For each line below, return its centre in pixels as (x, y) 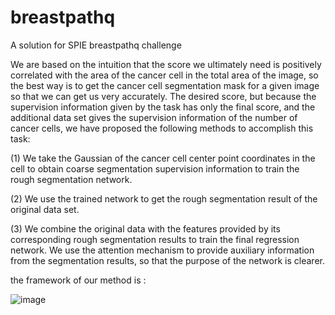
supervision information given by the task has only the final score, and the (163, 107)
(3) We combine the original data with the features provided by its (145, 228)
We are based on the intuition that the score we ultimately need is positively (166, 64)
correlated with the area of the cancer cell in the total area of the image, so (164, 75)
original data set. (45, 209)
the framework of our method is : (78, 280)
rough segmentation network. (71, 179)
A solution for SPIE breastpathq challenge (96, 45)
